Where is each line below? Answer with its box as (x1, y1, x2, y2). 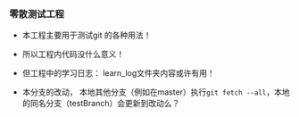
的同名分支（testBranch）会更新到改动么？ (21, 98, 180, 109)
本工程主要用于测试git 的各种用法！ (21, 29, 152, 41)
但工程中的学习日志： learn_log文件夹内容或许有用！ (21, 68, 216, 79)
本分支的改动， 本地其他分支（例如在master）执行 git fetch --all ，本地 (21, 87, 290, 97)
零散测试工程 (9, 7, 65, 20)
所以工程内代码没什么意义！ (21, 49, 125, 60)
